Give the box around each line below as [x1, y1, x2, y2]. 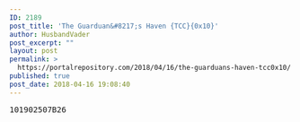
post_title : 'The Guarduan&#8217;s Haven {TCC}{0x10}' [9, 22, 219, 30]
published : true [9, 72, 70, 81]
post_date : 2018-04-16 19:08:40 [9, 80, 130, 89]
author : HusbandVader [9, 30, 91, 39]
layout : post [9, 47, 58, 56]
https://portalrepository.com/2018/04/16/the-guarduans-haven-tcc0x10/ [17, 64, 292, 73]
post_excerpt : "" [9, 38, 75, 48]
